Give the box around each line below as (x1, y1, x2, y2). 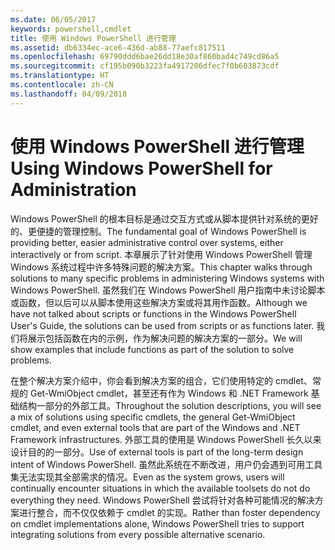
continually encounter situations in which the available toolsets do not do (10, 482, 311, 494)
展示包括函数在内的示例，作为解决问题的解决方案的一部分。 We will (27, 332, 303, 344)
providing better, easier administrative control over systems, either (10, 236, 284, 248)
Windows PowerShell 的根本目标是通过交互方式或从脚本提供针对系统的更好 (10, 212, 319, 225)
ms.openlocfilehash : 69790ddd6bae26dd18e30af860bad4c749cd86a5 (10, 52, 280, 62)
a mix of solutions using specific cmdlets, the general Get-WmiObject (10, 411, 296, 423)
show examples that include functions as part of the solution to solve (10, 343, 295, 355)
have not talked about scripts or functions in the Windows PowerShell (10, 307, 297, 320)
